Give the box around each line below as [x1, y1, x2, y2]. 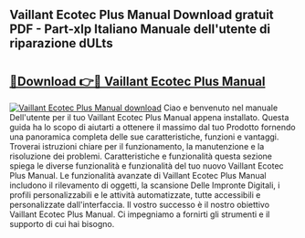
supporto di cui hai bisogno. [9, 219, 115, 229]
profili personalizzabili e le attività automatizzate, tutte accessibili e [9, 190, 261, 200]
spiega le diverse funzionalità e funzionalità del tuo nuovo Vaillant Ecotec [9, 160, 285, 171]
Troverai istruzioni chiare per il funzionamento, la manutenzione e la [9, 141, 265, 151]
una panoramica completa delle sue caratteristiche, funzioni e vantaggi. [9, 131, 279, 142]
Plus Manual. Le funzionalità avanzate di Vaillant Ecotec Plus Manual [9, 171, 267, 181]
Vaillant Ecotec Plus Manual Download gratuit [9, 7, 274, 23]
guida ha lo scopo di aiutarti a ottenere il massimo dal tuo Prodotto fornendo [9, 122, 296, 132]
